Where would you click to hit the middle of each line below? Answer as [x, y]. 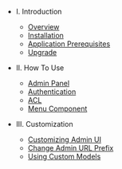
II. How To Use [40, 68]
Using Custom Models [64, 156]
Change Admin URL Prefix [71, 148]
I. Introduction [39, 12]
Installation [45, 35]
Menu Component [57, 108]
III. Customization [44, 124]
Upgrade [42, 52]
